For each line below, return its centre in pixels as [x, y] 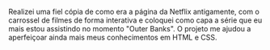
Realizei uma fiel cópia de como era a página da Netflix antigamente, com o [134, 12]
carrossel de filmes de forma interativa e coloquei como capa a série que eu [135, 20]
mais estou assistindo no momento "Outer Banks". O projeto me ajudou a [130, 29]
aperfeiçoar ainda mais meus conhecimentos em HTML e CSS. [113, 37]
